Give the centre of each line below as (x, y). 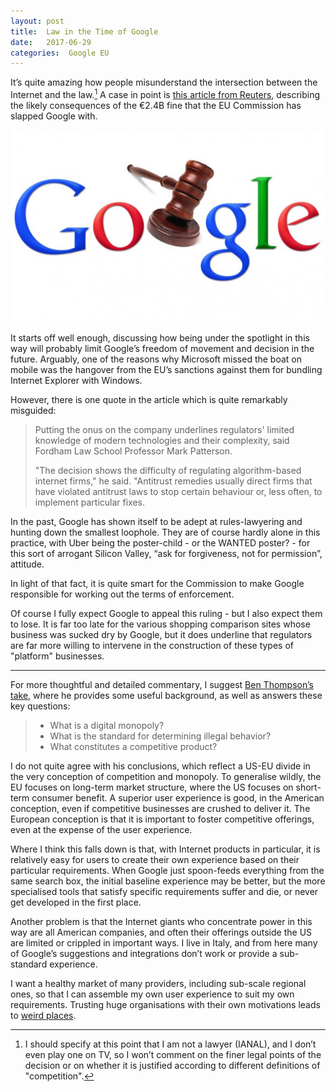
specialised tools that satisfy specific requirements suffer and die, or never (164, 891)
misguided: (33, 410)
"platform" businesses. (57, 656)
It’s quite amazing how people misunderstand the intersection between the (164, 82)
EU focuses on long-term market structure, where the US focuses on (152, 787)
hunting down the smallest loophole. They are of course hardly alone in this (165, 532)
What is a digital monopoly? (107, 725)
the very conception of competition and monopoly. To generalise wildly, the (166, 776)
